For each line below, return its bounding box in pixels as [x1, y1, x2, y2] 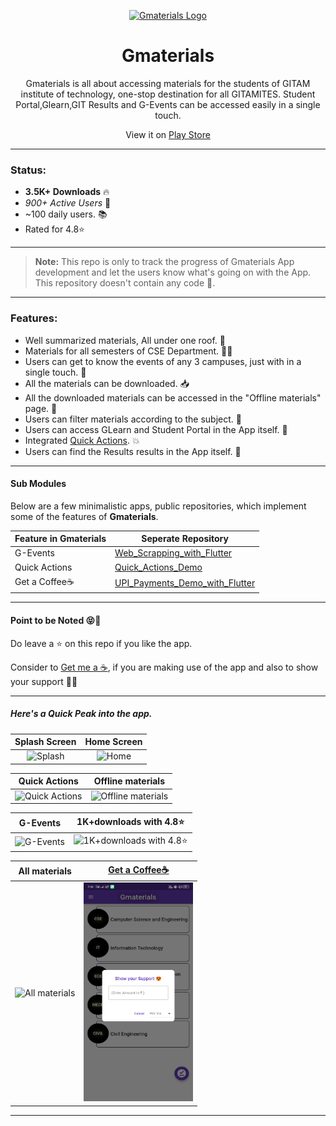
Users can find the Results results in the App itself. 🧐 [24, 445, 242, 457]
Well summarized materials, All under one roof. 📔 [24, 334, 226, 346]
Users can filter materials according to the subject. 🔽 [24, 413, 242, 425]
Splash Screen [14, 736, 77, 748]
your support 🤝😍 [10, 675, 78, 687]
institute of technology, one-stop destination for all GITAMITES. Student [20, 88, 316, 100]
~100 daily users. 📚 [24, 208, 108, 220]
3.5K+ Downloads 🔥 [24, 186, 110, 198]
